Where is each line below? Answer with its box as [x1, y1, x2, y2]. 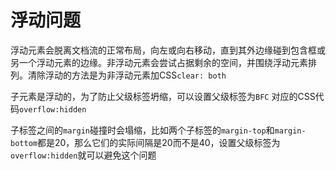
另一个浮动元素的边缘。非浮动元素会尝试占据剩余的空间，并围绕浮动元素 [10, 56, 308, 68]
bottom [10, 138, 38, 148]
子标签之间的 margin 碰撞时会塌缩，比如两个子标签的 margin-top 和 [10, 124, 275, 136]
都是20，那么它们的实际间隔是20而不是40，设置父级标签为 [36, 136, 281, 148]
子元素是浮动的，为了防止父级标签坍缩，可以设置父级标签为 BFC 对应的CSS [10, 90, 316, 102]
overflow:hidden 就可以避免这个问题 [10, 149, 157, 161]
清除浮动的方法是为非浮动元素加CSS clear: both [27, 69, 227, 81]
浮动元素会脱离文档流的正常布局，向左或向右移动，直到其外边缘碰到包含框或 [10, 44, 326, 56]
